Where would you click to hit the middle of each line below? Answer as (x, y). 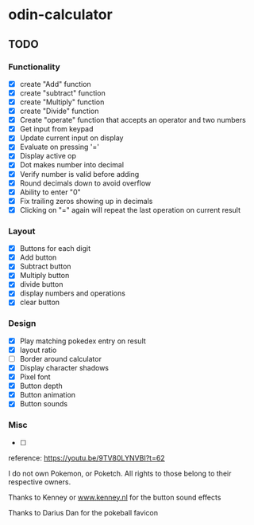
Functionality (35, 67)
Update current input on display (71, 138)
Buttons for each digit (55, 249)
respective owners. (40, 482)
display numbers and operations (72, 293)
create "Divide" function (59, 111)
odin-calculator (60, 15)
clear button (40, 302)
